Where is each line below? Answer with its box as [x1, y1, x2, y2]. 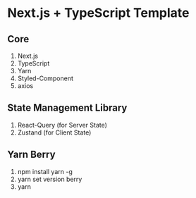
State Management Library [7, 102, 128, 114]
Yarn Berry [7, 149, 56, 161]
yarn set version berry [17, 175, 82, 183]
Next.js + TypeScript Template [7, 5, 190, 21]
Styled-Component [17, 74, 74, 82]
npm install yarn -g [17, 167, 73, 175]
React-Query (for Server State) [17, 120, 108, 129]
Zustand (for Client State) [17, 128, 92, 137]
